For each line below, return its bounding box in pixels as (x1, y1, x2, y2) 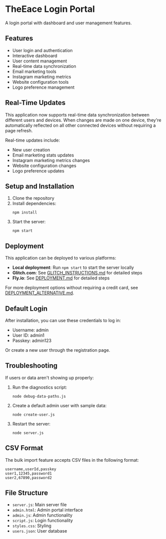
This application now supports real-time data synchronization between (5, 111, 150, 117)
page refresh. (5, 127, 33, 133)
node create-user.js (12, 412, 55, 417)
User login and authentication (12, 47, 73, 53)
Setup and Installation (5, 182, 74, 190)
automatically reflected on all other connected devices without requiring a (5, 122, 156, 128)
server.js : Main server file (12, 502, 67, 508)
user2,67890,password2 (5, 475, 52, 480)
